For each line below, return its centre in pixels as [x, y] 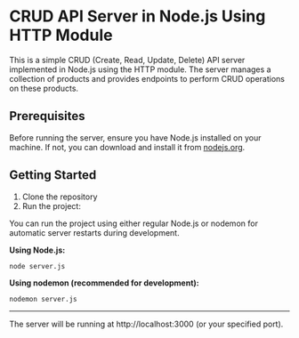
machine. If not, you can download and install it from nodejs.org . [127, 147]
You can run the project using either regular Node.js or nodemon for [133, 223]
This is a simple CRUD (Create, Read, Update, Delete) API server [127, 60]
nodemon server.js [43, 299]
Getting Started [53, 175]
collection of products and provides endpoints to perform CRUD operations [147, 78]
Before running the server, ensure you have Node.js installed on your [135, 137]
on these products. [44, 88]
